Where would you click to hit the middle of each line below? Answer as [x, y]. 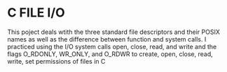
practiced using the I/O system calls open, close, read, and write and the [112, 46]
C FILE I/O [36, 13]
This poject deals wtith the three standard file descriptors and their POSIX [114, 32]
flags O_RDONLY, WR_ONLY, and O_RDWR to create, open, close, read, [110, 54]
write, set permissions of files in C [56, 61]
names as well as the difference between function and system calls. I [107, 39]
